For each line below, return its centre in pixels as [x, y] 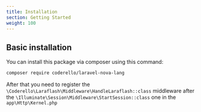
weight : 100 [21, 23]
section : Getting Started [38, 17]
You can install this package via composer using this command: [85, 62]
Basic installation [39, 47]
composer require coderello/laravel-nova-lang [65, 73]
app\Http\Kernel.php [32, 103]
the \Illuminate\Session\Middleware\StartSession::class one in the [91, 98]
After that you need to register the [48, 84]
